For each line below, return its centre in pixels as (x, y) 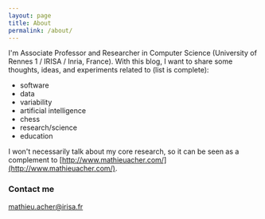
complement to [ (35, 160)
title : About (30, 23)
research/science (49, 127)
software (34, 85)
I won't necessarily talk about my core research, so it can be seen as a (124, 151)
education (36, 136)
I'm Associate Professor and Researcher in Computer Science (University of (132, 53)
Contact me (31, 190)
